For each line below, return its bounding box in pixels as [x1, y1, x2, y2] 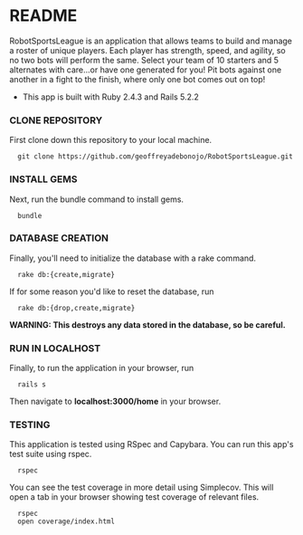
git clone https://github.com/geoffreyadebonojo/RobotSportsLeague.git [17, 152, 294, 161]
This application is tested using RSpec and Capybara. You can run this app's [9, 439, 294, 450]
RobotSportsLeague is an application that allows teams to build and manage [9, 35, 292, 46]
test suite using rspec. [9, 449, 92, 460]
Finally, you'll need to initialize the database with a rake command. [9, 253, 256, 263]
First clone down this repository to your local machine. [9, 135, 213, 146]
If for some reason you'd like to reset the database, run [9, 286, 214, 297]
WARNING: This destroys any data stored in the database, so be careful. [9, 319, 287, 330]
